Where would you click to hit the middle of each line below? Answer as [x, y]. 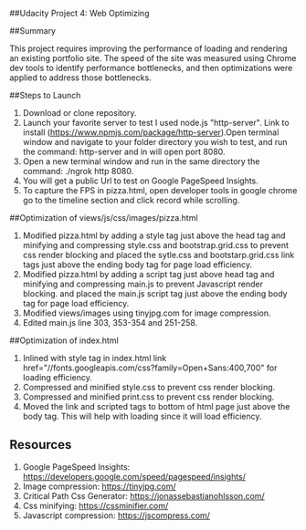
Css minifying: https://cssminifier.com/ [95, 505]
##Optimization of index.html [64, 340]
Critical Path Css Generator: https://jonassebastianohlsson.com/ [143, 495]
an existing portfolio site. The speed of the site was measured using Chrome [153, 58]
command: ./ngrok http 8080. [78, 171]
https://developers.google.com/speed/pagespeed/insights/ [134, 476]
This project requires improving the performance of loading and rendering [148, 48]
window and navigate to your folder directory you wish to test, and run [155, 142]
